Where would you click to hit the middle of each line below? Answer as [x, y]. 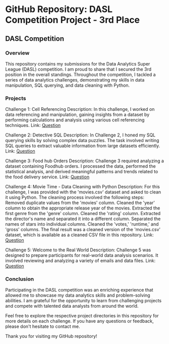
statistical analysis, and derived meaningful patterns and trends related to [82, 172]
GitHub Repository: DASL [59, 9]
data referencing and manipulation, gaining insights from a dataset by [77, 115]
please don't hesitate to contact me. [43, 326]
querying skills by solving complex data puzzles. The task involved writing [82, 141]
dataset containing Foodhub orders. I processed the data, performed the [80, 166]
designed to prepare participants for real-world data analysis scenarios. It [82, 255]
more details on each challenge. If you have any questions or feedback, [79, 321]
